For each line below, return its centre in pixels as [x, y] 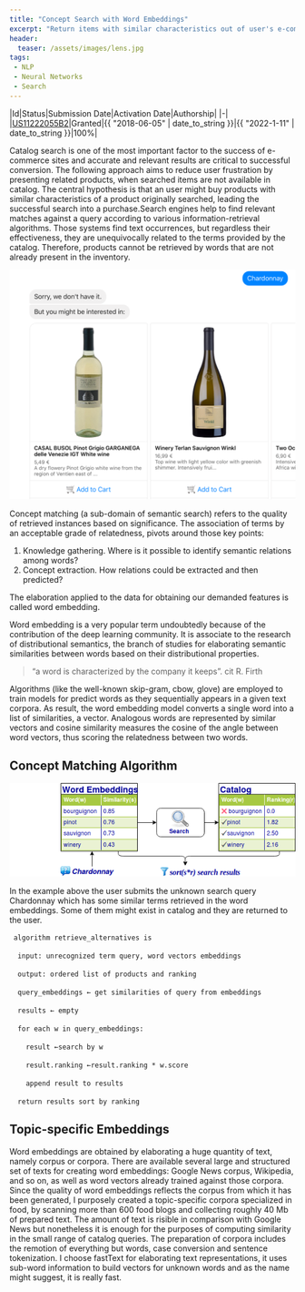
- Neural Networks [48, 77]
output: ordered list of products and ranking [107, 974]
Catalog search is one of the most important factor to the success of [138, 150]
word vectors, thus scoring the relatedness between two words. [129, 737]
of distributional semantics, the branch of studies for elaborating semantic [148, 644]
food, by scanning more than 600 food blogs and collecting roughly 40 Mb [149, 1209]
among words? [50, 560]
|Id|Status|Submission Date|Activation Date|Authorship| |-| [119, 113]
